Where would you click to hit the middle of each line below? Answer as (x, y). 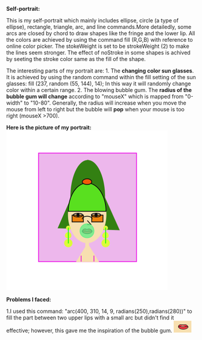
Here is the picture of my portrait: (49, 127)
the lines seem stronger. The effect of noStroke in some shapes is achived (99, 53)
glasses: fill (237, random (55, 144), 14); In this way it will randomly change (99, 83)
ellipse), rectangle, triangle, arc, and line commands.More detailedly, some (99, 27)
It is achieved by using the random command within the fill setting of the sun (101, 77)
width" (14, 103)
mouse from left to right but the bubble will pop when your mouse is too (96, 109)
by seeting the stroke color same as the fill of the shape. (76, 59)
